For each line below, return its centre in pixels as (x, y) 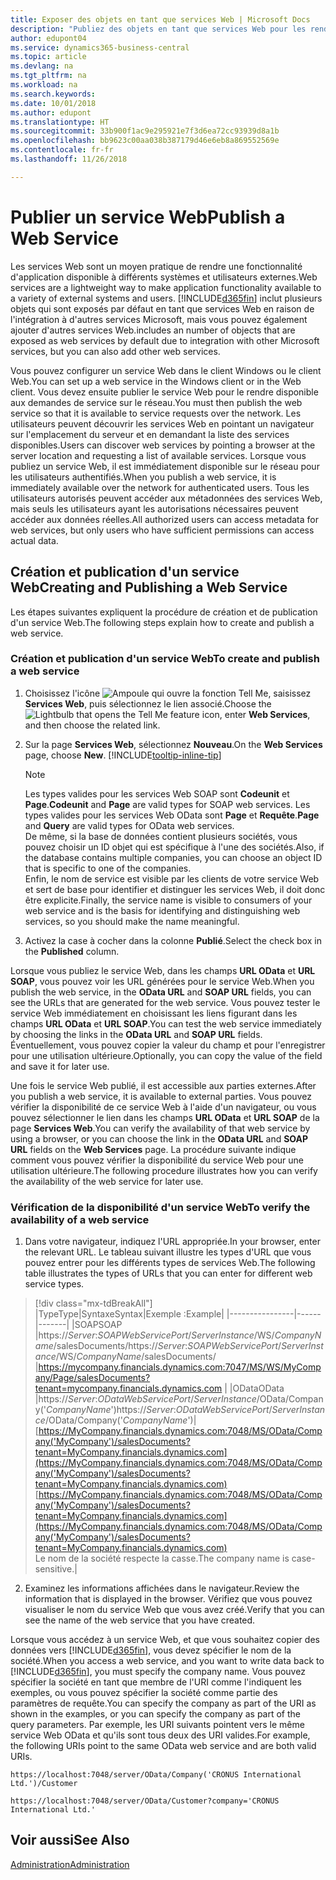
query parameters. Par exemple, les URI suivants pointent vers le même (157, 1725)
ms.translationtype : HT (60, 122)
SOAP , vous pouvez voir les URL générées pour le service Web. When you (162, 981)
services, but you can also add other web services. (115, 351)
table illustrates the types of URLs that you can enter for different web (168, 1273)
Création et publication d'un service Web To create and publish (165, 659)
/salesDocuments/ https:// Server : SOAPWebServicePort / (167, 1346)
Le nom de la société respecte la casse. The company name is (162, 1558)
